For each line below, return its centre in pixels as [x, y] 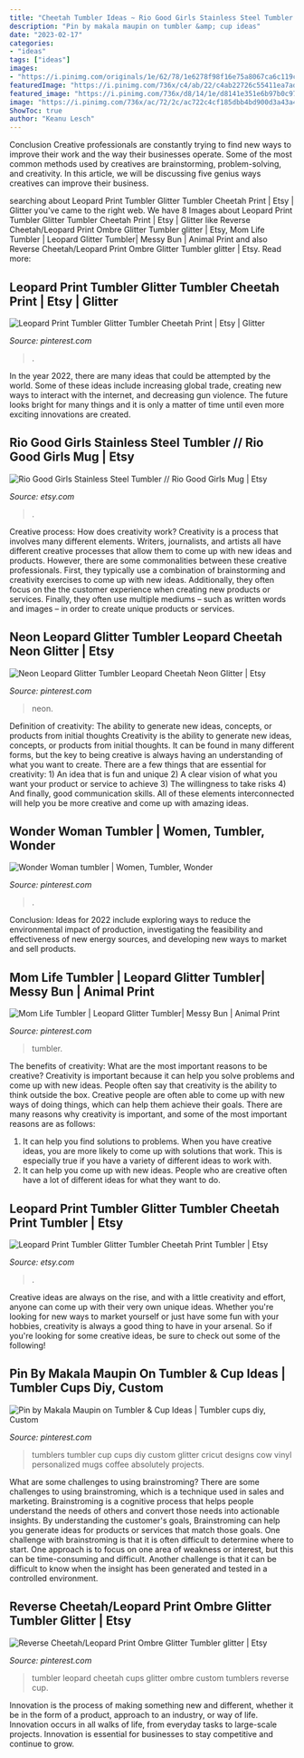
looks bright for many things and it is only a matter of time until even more [147, 404]
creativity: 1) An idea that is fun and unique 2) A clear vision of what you [143, 774]
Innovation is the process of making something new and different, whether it [152, 1705]
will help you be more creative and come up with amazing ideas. [129, 802]
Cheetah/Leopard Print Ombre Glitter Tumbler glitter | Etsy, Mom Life [137, 230]
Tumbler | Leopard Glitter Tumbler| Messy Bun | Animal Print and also [139, 239]
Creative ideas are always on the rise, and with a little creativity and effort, [148, 1297]
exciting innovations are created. [70, 414]
